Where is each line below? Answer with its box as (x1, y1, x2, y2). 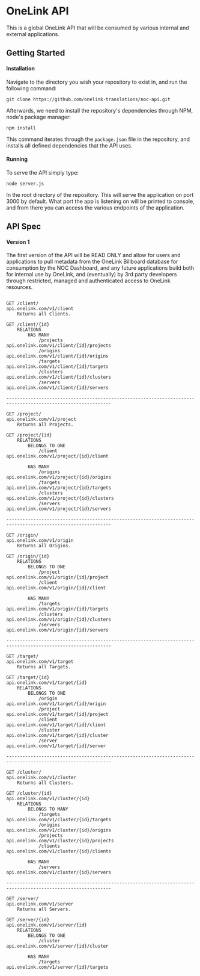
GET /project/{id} (6, 432, 52, 438)
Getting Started (6, 48, 65, 58)
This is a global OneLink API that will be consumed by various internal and (6, 24, 189, 31)
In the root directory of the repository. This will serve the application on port (6, 191, 194, 198)
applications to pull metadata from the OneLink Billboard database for (6, 258, 178, 266)
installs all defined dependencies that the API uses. (6, 141, 133, 149)
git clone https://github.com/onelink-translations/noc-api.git (6, 96, 171, 102)
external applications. (6, 30, 60, 37)
